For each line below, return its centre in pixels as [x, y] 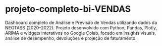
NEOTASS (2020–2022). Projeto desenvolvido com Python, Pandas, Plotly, [81, 27]
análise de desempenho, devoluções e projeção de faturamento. [71, 38]
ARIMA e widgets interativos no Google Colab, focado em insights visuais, [81, 33]
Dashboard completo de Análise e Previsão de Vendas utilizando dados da [81, 23]
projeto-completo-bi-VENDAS [68, 9]
